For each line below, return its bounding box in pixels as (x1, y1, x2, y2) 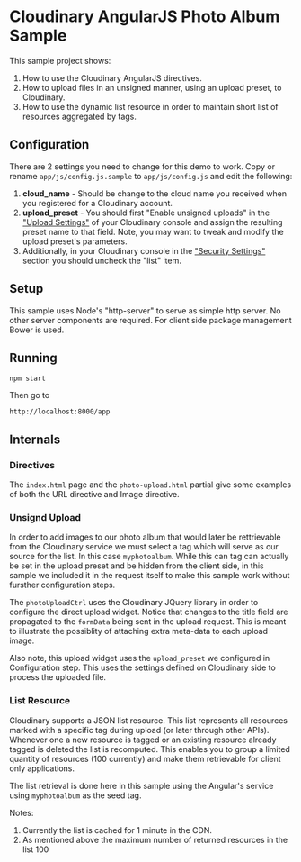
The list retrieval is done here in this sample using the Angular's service (9, 780, 274, 791)
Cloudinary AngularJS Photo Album (9, 6, 280, 27)
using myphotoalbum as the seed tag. (9, 790, 142, 801)
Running (9, 349, 58, 366)
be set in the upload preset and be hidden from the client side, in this (9, 560, 265, 571)
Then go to (9, 390, 50, 401)
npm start (9, 374, 47, 384)
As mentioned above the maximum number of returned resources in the (22, 834, 288, 845)
